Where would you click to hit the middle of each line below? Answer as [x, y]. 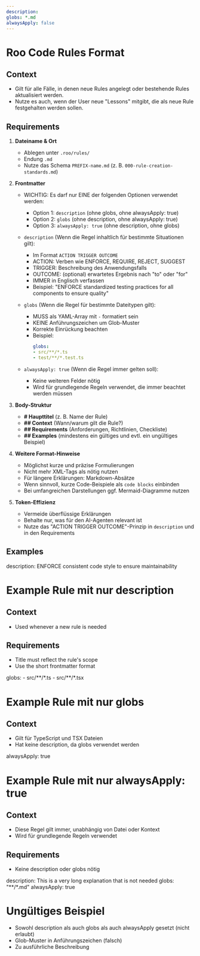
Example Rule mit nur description [90, 590]
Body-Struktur [33, 405]
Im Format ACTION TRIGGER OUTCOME [75, 255]
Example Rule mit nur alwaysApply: [96, 780]
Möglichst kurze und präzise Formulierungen [79, 465]
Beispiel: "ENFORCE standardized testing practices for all [103, 287]
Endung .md [38, 159]
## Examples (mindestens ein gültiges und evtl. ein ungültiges [101, 436]
